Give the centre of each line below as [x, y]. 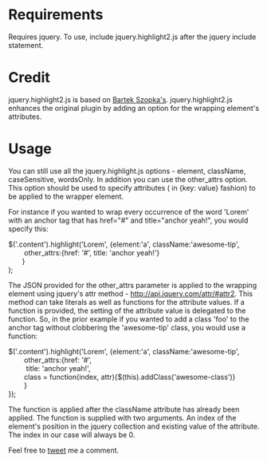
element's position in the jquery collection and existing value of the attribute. [134, 426]
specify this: [29, 228]
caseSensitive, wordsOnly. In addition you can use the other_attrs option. [128, 179]
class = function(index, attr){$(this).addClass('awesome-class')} [130, 377]
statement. [26, 45]
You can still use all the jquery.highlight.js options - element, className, [127, 171]
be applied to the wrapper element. [66, 196]
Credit [29, 78]
